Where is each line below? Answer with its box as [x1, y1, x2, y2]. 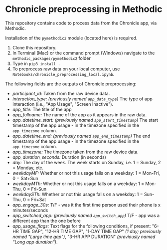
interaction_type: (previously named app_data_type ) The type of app [12, 96, 153, 102]
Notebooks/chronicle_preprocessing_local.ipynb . [12, 71, 115, 77]
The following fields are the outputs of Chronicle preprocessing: [5, 81, 137, 87]
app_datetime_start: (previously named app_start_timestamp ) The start [12, 117, 159, 123]
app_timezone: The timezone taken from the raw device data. [12, 149, 139, 155]
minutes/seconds [12, 207, 48, 213]
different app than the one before [12, 218, 81, 224]
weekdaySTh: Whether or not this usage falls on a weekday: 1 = [12, 191, 143, 197]
